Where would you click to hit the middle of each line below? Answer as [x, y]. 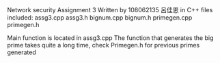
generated [22, 52]
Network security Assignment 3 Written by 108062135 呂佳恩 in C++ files [110, 10]
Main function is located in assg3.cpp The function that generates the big [110, 38]
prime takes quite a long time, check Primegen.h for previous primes [104, 45]
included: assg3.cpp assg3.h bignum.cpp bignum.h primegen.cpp [100, 18]
